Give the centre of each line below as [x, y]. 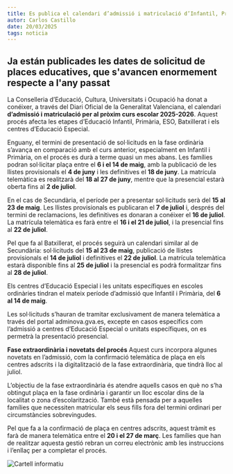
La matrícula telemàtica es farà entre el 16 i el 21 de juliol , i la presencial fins [115, 222]
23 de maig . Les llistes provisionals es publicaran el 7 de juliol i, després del [116, 208]
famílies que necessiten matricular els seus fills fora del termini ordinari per [114, 407]
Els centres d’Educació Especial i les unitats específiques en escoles [105, 286]
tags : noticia [28, 33]
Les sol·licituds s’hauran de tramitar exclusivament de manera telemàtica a [114, 314]
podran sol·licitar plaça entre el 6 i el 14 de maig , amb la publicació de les [112, 164]
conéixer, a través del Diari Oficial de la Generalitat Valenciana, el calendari [114, 107]
